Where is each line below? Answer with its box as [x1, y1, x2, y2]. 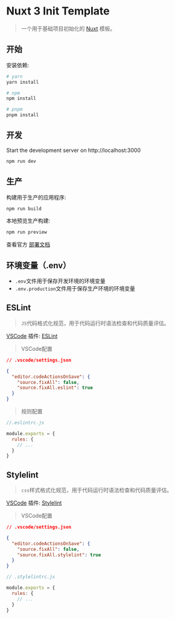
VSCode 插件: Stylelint [6, 499, 62, 507]
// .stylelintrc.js [6, 574, 56, 580]
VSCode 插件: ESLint [6, 332, 58, 339]
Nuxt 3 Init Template [6, 4, 110, 18]
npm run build [6, 206, 42, 212]
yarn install [6, 79, 39, 85]
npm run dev [6, 158, 36, 164]
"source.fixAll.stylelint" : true [17, 551, 101, 558]
